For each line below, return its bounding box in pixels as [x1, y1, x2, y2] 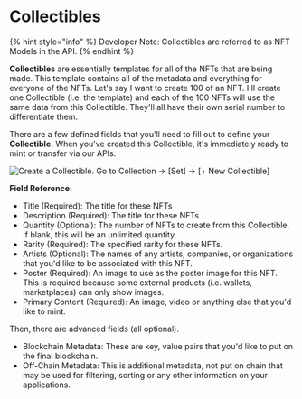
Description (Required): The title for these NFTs [22, 209, 200, 220]
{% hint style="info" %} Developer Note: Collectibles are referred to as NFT [9, 36, 291, 47]
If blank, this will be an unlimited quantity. [22, 228, 177, 240]
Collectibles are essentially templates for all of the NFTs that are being [9, 63, 273, 74]
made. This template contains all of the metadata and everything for [9, 72, 262, 83]
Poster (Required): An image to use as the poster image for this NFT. [22, 267, 278, 278]
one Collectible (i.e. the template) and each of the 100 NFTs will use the [9, 92, 276, 103]
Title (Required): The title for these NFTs [22, 200, 174, 211]
